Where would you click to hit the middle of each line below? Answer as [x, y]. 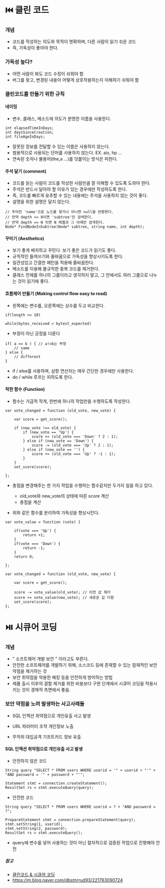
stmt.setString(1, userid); [34, 824]
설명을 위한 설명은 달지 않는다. [41, 202]
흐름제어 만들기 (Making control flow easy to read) [56, 293]
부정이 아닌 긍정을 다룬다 [36, 333]
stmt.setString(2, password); [36, 828]
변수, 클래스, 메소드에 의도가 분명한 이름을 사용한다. [62, 118]
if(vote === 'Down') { [37, 544]
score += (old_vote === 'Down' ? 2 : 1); [75, 436]
